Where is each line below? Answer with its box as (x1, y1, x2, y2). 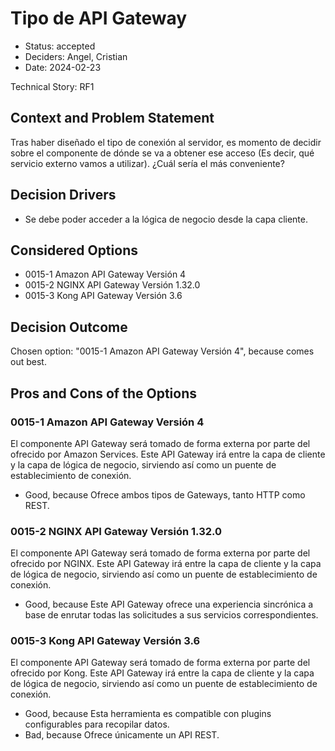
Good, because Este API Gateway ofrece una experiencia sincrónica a (24, 598, 314, 611)
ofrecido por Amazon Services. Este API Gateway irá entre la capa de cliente (10, 448, 326, 460)
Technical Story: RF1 (10, 80, 95, 92)
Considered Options (10, 242, 138, 259)
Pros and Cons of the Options (10, 385, 197, 402)
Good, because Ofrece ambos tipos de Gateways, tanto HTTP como (24, 488, 306, 501)
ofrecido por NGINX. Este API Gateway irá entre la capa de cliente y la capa (10, 558, 322, 570)
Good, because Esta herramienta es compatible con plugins (24, 708, 272, 720)
